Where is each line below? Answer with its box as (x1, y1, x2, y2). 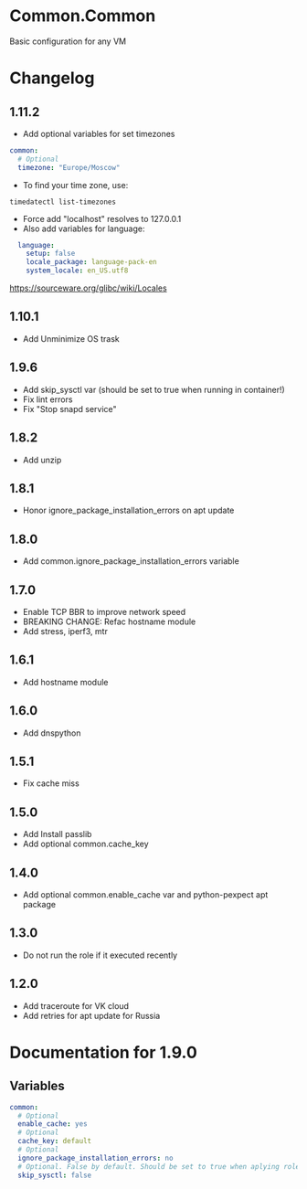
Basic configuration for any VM (9, 36, 126, 47)
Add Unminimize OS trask (22, 333, 121, 344)
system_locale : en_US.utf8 (26, 266, 129, 275)
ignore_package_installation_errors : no (17, 1153, 174, 1162)
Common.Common (9, 5, 156, 27)
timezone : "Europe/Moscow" (17, 163, 121, 172)
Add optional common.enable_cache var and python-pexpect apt (22, 889, 269, 900)
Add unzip (22, 454, 62, 465)
